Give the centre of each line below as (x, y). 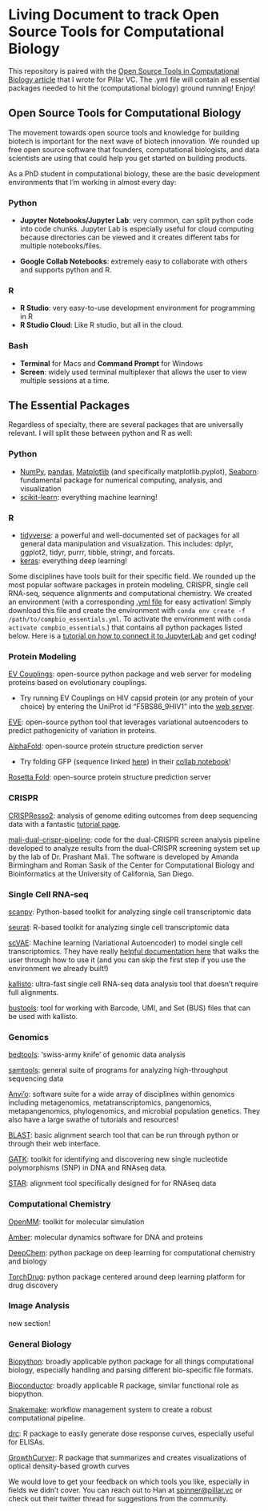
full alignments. (34, 992)
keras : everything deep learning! (74, 561)
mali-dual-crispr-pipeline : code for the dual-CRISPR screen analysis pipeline (134, 840)
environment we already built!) (59, 968)
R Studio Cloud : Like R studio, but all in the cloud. (102, 325)
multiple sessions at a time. (65, 380)
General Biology (40, 1344)
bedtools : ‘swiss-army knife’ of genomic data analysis (97, 1054)
